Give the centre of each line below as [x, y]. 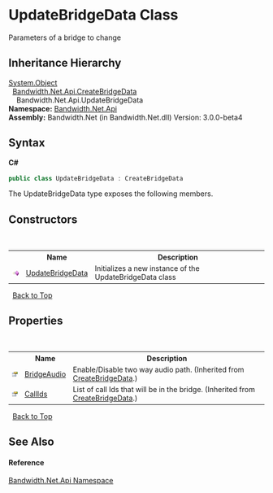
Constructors [43, 219]
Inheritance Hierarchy [65, 63]
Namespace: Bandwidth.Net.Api [63, 108]
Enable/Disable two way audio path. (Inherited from [158, 370]
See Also [31, 442]
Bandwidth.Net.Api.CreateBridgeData [74, 91]
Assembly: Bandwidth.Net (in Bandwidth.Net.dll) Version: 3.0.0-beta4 [126, 117]
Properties [36, 320]
